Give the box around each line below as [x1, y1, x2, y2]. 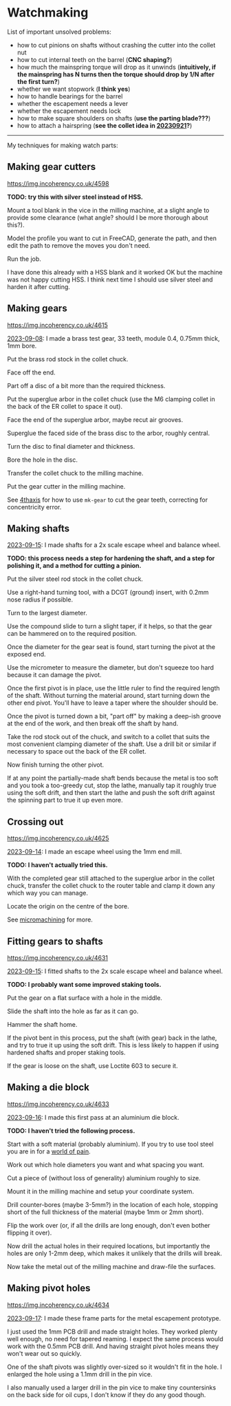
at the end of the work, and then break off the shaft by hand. [7, 719, 179, 727]
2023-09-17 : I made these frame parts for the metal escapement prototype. [7, 1314, 221, 1322]
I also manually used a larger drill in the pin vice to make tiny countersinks [7, 1383, 217, 1392]
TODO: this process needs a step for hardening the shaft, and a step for [7, 554, 215, 562]
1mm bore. [7, 341, 37, 350]
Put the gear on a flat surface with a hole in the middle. [7, 994, 163, 1002]
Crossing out [7, 816, 64, 827]
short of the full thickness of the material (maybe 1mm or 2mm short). [7, 1208, 204, 1216]
